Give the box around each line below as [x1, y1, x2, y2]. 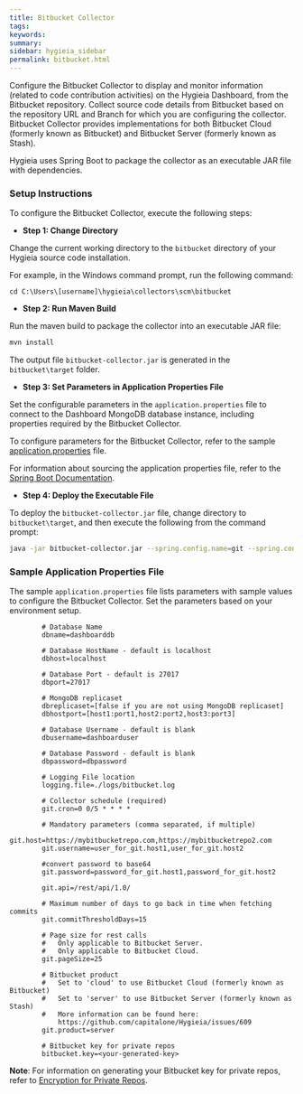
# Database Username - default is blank [41, 725, 196, 734]
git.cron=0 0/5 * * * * [41, 805, 131, 814]
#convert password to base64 [41, 860, 151, 869]
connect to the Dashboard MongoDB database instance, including [9, 408, 255, 420]
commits [9, 907, 39, 917]
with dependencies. [9, 164, 83, 175]
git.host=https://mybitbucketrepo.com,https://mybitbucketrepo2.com [9, 837, 272, 846]
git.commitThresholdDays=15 [41, 915, 147, 924]
